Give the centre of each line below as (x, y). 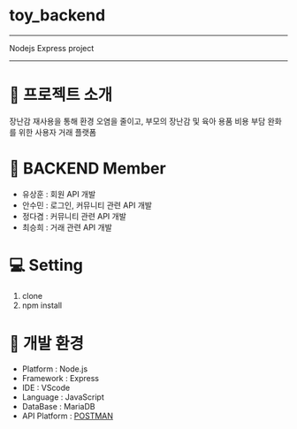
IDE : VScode (46, 387)
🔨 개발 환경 (46, 344)
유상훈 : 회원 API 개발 (59, 194)
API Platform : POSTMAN (67, 416)
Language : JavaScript (63, 397)
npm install (42, 305)
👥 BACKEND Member (88, 169)
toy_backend (57, 15)
